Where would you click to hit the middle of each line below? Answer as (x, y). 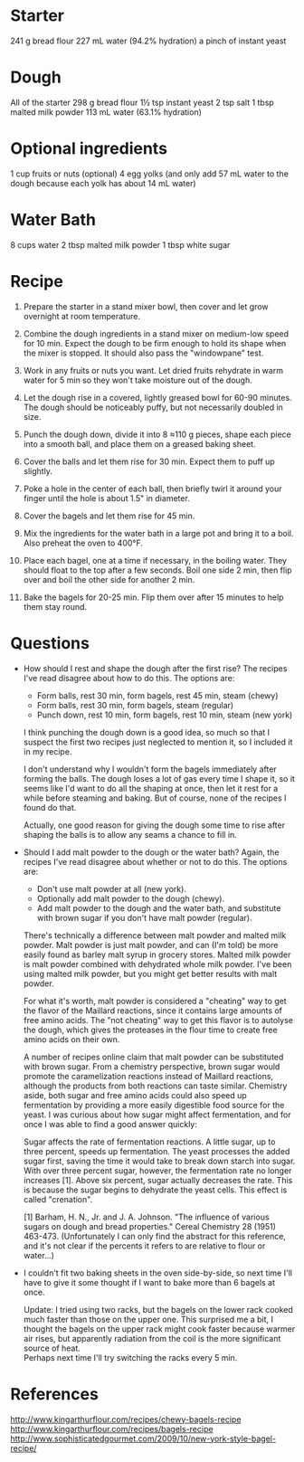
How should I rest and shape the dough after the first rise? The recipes (155, 668)
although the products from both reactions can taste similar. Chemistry (155, 1086)
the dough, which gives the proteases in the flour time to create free (151, 1030)
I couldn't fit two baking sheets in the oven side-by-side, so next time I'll (158, 1273)
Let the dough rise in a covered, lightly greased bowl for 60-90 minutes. (157, 397)
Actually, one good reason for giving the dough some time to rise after (154, 825)
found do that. (50, 807)
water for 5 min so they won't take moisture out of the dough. (138, 380)
